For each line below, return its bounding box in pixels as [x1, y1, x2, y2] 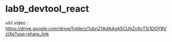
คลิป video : [5, 20, 28, 26]
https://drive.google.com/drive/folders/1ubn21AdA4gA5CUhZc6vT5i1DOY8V [5, 25, 167, 31]
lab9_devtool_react [5, 3, 89, 15]
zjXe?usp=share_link [5, 31, 49, 37]
